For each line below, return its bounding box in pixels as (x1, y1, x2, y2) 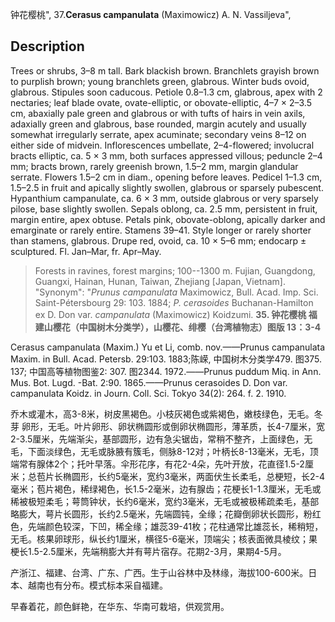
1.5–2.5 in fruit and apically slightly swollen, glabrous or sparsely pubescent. (10, 181, 324, 193)
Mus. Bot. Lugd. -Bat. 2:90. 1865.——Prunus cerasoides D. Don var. (10, 376, 288, 388)
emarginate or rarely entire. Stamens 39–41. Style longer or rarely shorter (10, 224, 312, 236)
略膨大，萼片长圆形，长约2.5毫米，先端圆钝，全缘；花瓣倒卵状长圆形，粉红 (10, 508, 322, 520)
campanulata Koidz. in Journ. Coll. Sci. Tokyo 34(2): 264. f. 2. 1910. (10, 387, 287, 399)
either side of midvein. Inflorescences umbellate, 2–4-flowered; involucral (10, 139, 315, 151)
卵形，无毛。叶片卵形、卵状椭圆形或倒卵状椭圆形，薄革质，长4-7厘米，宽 (21, 420, 326, 432)
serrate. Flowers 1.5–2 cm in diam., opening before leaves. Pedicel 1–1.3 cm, (10, 171, 323, 183)
